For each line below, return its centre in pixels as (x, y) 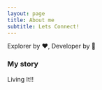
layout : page (26, 13)
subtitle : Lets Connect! (43, 26)
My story (23, 64)
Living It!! (20, 79)
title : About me (31, 20)
